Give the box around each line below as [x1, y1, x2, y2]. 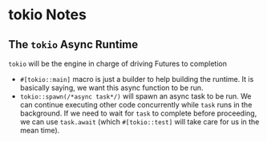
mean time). [19, 126, 60, 135]
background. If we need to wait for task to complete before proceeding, [19, 108, 257, 118]
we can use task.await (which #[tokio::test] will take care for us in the [19, 117, 260, 126]
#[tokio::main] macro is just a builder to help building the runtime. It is [19, 75, 254, 83]
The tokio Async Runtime [8, 38, 139, 51]
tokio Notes [8, 6, 87, 24]
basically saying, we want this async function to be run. [19, 83, 204, 92]
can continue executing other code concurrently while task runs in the [19, 100, 253, 109]
